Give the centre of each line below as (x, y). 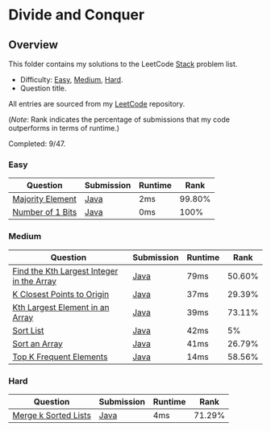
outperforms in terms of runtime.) (64, 128)
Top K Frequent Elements (60, 357)
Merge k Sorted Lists (52, 415)
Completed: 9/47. (37, 144)
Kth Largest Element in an (61, 307)
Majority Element (44, 199)
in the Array (35, 281)
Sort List (28, 330)
